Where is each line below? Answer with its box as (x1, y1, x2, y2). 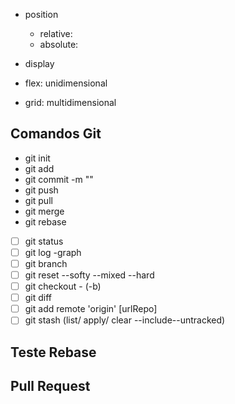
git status (24, 235, 64, 247)
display (24, 58, 55, 69)
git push (24, 184, 59, 196)
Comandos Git (10, 125, 102, 143)
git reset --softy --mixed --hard (24, 269, 155, 281)
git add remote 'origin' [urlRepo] (24, 303, 158, 315)
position (24, 9, 59, 20)
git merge (24, 205, 65, 217)
